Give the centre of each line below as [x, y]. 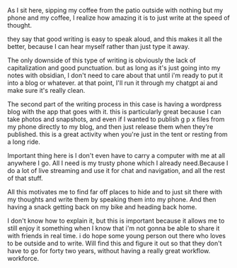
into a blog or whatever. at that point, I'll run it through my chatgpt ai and [112, 83]
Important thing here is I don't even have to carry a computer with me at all [116, 156]
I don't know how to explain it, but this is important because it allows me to [116, 220]
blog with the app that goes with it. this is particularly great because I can [114, 112]
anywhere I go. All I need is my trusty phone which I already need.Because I [118, 163]
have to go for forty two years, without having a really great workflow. [109, 251]
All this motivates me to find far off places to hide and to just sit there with [115, 192]
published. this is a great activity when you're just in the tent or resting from [117, 134]
